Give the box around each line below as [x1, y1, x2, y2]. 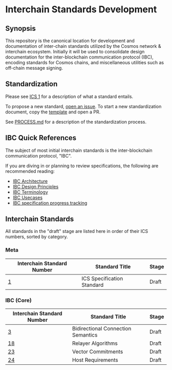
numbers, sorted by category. [5, 233, 68, 240]
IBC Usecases [12, 194, 42, 201]
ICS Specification [81, 275, 123, 282]
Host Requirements [72, 357, 119, 364]
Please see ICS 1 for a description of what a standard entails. [5, 93, 134, 100]
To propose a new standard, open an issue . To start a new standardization [5, 103, 162, 109]
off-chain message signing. [5, 65, 63, 71]
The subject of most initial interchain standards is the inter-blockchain [5, 147, 153, 153]
